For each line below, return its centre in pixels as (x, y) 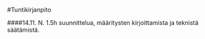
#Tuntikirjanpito (29, 10)
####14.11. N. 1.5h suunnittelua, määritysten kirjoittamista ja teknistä (103, 23)
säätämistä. (23, 30)
